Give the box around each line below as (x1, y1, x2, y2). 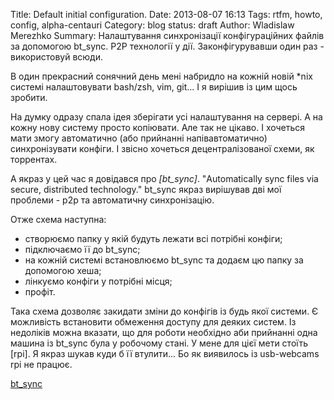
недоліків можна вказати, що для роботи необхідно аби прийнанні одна (10, 327, 318, 338)
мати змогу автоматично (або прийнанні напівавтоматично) (10, 132, 268, 144)
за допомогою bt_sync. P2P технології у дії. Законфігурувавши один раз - (10, 40, 325, 52)
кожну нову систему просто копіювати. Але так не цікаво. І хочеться (10, 122, 306, 133)
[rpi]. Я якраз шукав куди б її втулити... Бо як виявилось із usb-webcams (10, 348, 320, 359)
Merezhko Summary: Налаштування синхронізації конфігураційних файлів (10, 30, 325, 41)
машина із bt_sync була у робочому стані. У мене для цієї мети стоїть (10, 337, 308, 349)
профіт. (24, 286, 56, 298)
